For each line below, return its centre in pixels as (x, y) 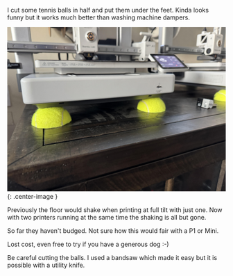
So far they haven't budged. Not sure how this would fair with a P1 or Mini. (113, 231)
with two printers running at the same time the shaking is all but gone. (107, 217)
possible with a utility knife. (46, 265)
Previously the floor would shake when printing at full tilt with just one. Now (115, 210)
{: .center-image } (33, 196)
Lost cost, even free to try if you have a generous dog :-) (88, 244)
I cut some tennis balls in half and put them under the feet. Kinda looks (108, 10)
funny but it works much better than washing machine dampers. (99, 17)
